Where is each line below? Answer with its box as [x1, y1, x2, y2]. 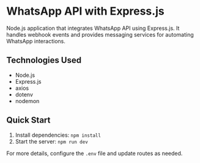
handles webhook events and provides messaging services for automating [6, 31, 194, 38]
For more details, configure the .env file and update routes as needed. [6, 150, 183, 157]
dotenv [15, 90, 34, 98]
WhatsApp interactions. [6, 37, 65, 45]
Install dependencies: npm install [15, 131, 101, 139]
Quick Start [6, 115, 51, 126]
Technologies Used [6, 55, 81, 65]
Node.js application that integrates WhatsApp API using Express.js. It [6, 24, 180, 32]
